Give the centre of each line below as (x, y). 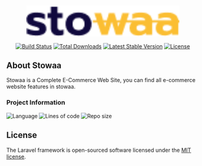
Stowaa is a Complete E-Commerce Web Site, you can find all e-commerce (101, 80)
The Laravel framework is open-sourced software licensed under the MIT (99, 150)
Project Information (36, 102)
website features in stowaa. (41, 87)
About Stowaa (34, 66)
